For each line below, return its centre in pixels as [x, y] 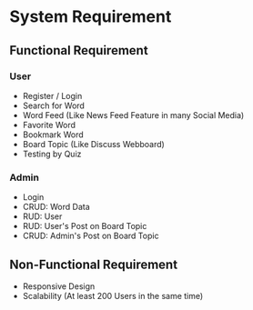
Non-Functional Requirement [94, 264]
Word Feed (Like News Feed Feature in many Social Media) [133, 115]
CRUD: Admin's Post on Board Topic [91, 236]
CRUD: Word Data [56, 207]
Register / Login [52, 95]
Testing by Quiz [52, 154]
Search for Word [53, 105]
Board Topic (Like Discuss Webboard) [94, 144]
